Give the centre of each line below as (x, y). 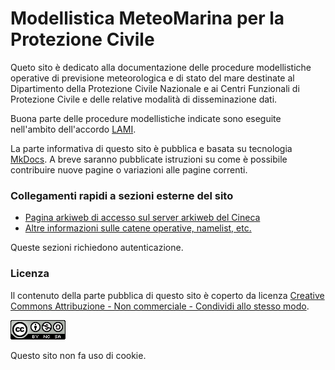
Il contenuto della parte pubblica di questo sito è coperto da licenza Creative (167, 295)
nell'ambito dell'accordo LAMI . (73, 129)
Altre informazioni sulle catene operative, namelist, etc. (138, 228)
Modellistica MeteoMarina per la (147, 18)
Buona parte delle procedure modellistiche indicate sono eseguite (146, 118)
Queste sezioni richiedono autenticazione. (97, 248)
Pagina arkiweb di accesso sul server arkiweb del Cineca (142, 218)
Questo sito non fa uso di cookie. (78, 355)
